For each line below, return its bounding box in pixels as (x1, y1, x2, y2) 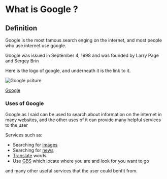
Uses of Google (5, 100, 44, 107)
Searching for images (12, 142, 58, 148)
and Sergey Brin (5, 58, 39, 64)
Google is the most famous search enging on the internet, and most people (5, 37, 162, 43)
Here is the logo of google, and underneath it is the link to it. (5, 67, 131, 74)
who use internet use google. (5, 43, 66, 49)
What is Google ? (5, 4, 79, 15)
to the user (5, 122, 28, 128)
